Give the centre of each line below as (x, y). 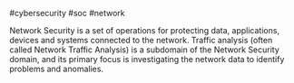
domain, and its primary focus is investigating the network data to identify (147, 59)
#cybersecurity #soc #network (67, 13)
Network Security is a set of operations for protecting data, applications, (144, 30)
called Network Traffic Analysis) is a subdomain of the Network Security (144, 50)
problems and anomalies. (57, 69)
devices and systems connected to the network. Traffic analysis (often (141, 40)
